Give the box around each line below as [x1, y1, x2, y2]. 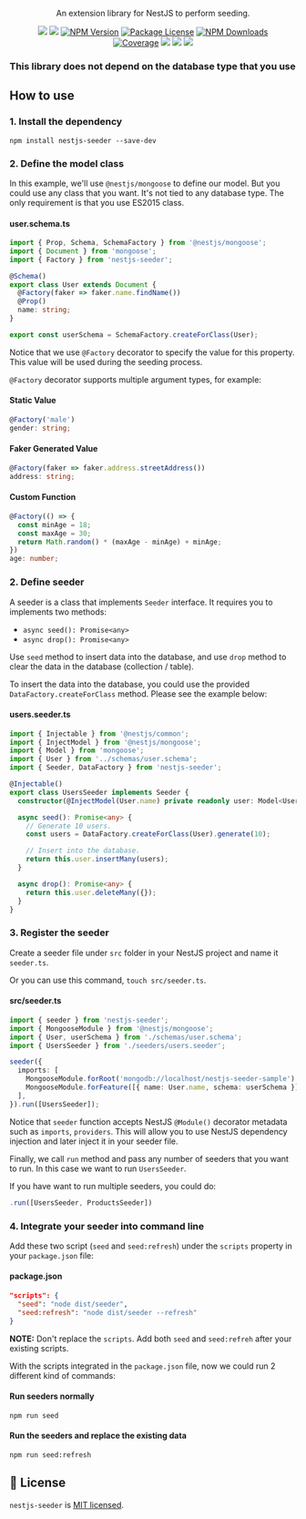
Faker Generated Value [9, 443, 98, 454]
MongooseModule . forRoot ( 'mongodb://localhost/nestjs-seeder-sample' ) [25, 1075, 296, 1084]
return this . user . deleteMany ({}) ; [25, 888, 157, 897]
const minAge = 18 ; [17, 520, 92, 529]
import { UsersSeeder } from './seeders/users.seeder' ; [9, 1041, 226, 1050]
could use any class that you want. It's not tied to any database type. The [9, 187, 284, 199]
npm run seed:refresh [9, 1451, 92, 1460]
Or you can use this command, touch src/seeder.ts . [9, 974, 207, 985]
